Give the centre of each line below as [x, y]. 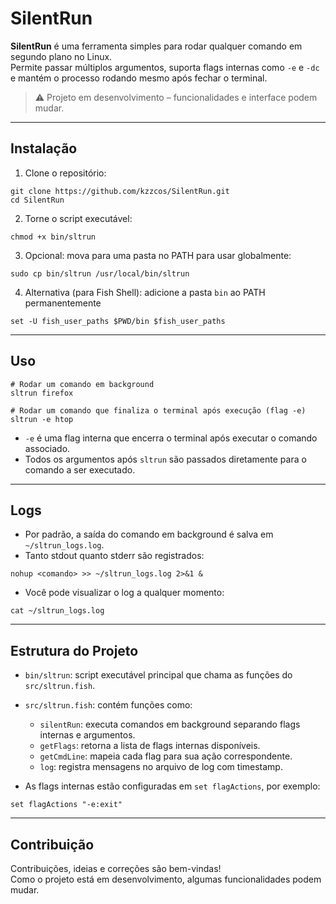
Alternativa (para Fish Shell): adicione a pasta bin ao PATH [145, 292]
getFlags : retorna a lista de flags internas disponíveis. [150, 746]
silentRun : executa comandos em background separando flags [170, 724]
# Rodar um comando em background [82, 384]
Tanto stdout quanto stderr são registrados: [114, 556]
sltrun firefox [42, 393]
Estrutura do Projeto [74, 650]
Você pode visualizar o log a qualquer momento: [124, 593]
